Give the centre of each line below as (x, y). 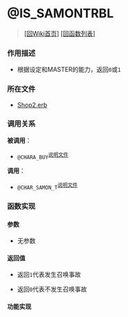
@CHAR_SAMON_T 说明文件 (47, 187)
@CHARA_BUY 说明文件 (43, 156)
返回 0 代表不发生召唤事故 (52, 289)
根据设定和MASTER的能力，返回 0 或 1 (69, 70)
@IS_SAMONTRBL (61, 13)
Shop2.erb (32, 105)
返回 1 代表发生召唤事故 (49, 275)
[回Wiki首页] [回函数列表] (60, 33)
